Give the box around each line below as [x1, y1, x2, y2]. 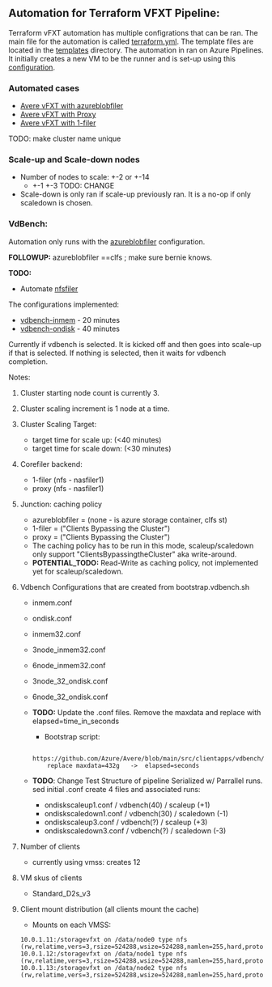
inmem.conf [32, 598, 73, 608]
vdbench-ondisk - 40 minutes [19, 324, 120, 333]
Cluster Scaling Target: [19, 419, 97, 429]
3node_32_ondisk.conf [32, 676, 108, 686]
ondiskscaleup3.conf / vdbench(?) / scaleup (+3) [44, 817, 208, 827]
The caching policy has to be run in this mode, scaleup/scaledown [32, 540, 254, 550]
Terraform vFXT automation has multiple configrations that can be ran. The [8, 28, 258, 37]
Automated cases [8, 83, 79, 94]
